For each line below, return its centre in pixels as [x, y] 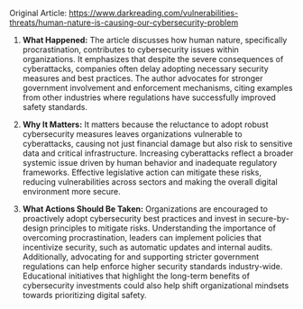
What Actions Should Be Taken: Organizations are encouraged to [145, 209]
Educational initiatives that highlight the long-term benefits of [136, 276]
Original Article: [38, 13]
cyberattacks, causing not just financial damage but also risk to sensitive [157, 144]
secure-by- [269, 218]
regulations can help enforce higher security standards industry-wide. [152, 266]
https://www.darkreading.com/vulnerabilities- [154, 13]
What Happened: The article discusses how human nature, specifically [155, 40]
